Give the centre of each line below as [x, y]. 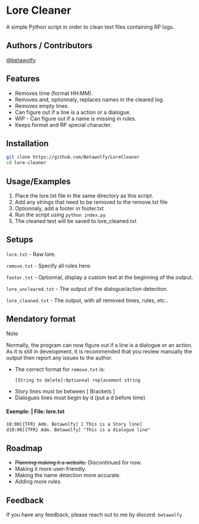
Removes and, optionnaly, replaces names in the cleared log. [89, 100]
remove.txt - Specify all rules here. [49, 265]
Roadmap [24, 448]
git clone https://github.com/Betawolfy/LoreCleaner [73, 157]
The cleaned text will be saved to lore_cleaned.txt [76, 221]
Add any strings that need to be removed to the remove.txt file [91, 202]
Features [23, 79]
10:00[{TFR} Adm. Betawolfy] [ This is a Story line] [74, 424]
